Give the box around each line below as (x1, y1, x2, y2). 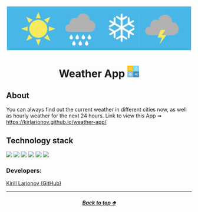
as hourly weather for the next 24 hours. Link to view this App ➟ (6, 112, 162, 119)
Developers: (6, 166, 42, 174)
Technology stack (6, 136, 74, 146)
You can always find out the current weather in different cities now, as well (6, 106, 187, 113)
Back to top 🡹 (82, 199, 116, 206)
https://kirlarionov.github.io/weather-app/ (6, 119, 107, 126)
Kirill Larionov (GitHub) (6, 180, 62, 187)
